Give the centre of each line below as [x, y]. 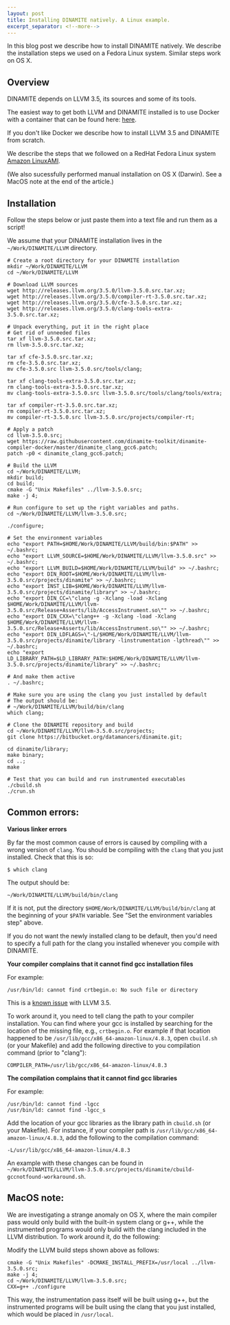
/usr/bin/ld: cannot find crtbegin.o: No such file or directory [102, 990]
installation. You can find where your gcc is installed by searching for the [110, 1023]
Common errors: [43, 812]
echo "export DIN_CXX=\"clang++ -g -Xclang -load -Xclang [92, 616]
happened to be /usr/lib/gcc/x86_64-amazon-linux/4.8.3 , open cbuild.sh [112, 1038]
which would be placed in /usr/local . [60, 1314]
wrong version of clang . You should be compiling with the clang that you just [115, 849]
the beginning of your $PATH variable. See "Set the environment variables [110, 915]
